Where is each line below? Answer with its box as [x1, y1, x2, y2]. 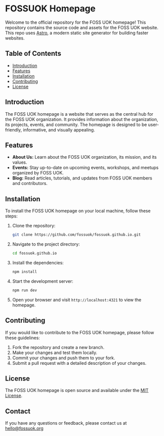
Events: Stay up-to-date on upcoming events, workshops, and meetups [12, 165, 159, 171]
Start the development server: [12, 278, 74, 284]
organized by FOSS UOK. [12, 170, 64, 176]
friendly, [5, 127, 22, 132]
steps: [5, 213, 18, 219]
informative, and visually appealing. [23, 127, 95, 132]
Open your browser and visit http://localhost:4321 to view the [12, 297, 142, 303]
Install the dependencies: [12, 260, 64, 265]
